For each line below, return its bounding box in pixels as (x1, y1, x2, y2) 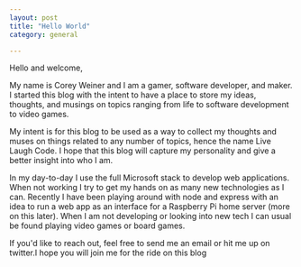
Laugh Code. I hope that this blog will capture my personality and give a (9, 145, 277, 156)
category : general (9, 30, 78, 39)
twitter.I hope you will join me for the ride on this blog (9, 247, 207, 258)
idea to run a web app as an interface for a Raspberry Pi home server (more (9, 201, 290, 212)
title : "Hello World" (9, 22, 91, 31)
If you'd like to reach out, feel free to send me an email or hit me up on (9, 238, 270, 249)
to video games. (9, 109, 69, 120)
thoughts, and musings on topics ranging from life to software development (9, 99, 290, 110)
